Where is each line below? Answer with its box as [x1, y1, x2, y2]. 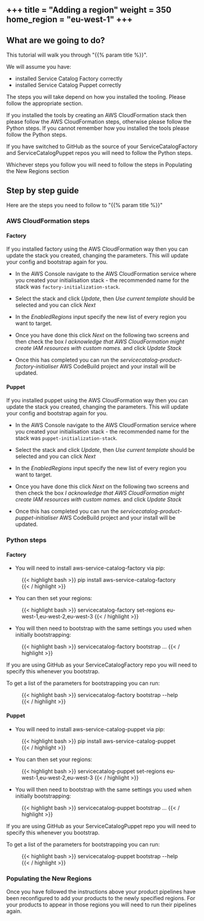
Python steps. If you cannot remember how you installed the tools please [6, 124, 190, 132]
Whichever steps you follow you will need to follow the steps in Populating [6, 161, 192, 168]
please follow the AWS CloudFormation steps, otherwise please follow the [6, 118, 192, 126]
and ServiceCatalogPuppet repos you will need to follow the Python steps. [6, 149, 193, 157]
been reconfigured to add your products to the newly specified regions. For [6, 894, 195, 901]
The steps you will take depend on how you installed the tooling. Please [6, 93, 186, 101]
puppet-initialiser [15, 514, 58, 521]
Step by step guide [6, 185, 79, 196]
